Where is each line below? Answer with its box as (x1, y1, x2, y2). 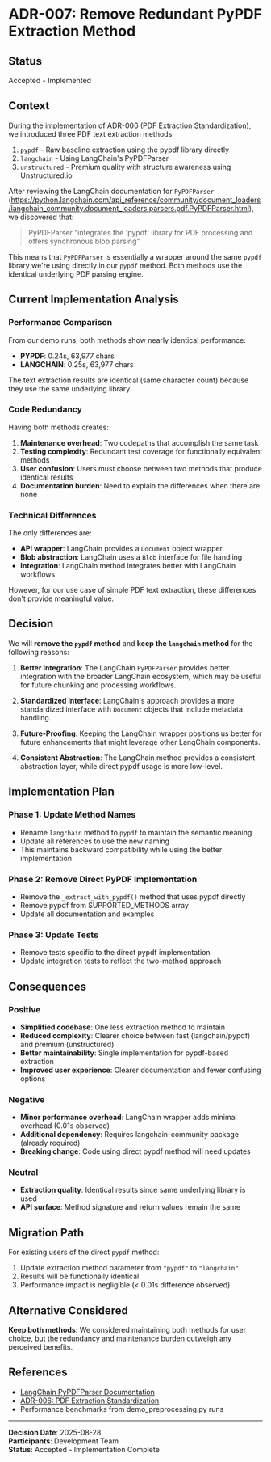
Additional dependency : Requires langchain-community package (19, 1130, 240, 1139)
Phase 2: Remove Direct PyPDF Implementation (8, 873, 198, 885)
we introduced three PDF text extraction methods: (8, 129, 175, 138)
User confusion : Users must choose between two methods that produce (19, 463, 262, 473)
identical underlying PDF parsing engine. (8, 268, 144, 279)
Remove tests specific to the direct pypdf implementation (19, 948, 211, 957)
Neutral (8, 1167, 39, 1178)
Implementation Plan (8, 785, 115, 799)
